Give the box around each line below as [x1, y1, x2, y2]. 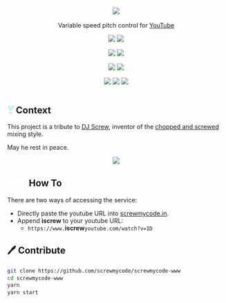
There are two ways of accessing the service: [7, 195, 138, 204]
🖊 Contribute [7, 245, 66, 257]
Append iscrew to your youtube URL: [17, 216, 124, 224]
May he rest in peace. [7, 144, 69, 152]
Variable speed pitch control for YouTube [57, 21, 175, 30]
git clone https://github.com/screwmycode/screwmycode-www [7, 267, 181, 274]
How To [28, 177, 62, 189]
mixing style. [7, 130, 44, 138]
